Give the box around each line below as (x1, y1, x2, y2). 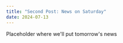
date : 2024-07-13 (6, 14, 49, 20)
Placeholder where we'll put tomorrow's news (6, 30, 118, 37)
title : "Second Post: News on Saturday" (6, 8, 107, 15)
